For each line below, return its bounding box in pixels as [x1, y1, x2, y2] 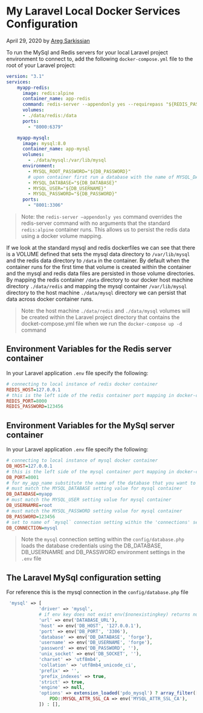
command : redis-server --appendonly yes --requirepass [22, 102, 164, 108]
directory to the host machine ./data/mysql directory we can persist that [6, 289, 187, 297]
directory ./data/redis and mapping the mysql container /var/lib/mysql [6, 283, 187, 290]
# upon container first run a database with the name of [28, 174, 174, 180]
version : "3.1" [6, 73, 45, 79]
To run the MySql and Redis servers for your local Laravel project [6, 48, 168, 56]
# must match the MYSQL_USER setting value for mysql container [6, 497, 172, 503]
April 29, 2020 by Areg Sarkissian [6, 37, 91, 44]
